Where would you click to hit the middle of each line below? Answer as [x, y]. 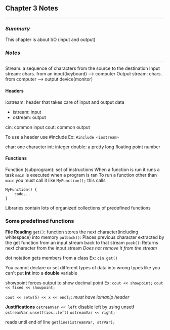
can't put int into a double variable [41, 273]
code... [22, 194]
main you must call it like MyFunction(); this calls [55, 180]
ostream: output [29, 117]
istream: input [27, 112]
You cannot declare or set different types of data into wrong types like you [83, 268]
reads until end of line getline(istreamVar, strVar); [60, 322]
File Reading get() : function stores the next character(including [72, 232]
